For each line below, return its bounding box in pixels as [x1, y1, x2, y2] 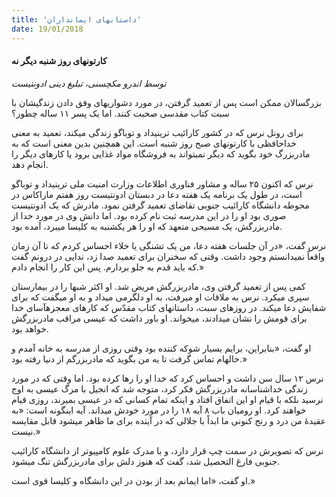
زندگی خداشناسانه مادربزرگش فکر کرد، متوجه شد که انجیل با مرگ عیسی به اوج [11, 382, 308, 395]
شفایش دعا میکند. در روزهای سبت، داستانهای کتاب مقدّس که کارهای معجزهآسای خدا [11, 301, 327, 313]
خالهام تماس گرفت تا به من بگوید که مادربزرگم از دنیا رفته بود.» [11, 352, 248, 365]
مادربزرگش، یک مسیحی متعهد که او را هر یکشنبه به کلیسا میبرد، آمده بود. [11, 220, 283, 232]
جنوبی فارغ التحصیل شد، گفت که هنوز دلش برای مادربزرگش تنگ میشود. [11, 455, 281, 467]
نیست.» [11, 425, 41, 437]
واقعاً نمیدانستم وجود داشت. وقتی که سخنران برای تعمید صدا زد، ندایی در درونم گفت [11, 250, 326, 262]
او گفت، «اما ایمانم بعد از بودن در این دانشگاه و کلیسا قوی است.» [11, 474, 256, 486]
